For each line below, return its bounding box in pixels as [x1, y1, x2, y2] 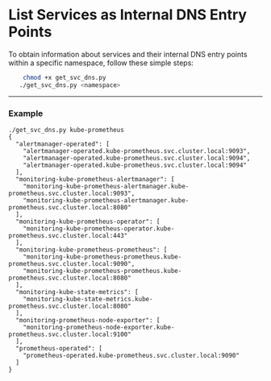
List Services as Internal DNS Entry [8, 6, 248, 24]
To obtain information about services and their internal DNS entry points [8, 49, 248, 59]
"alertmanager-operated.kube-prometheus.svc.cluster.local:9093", [23, 147, 251, 155]
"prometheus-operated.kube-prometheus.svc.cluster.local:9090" [23, 351, 240, 359]
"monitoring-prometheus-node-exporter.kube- [23, 323, 175, 331]
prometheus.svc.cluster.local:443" [8, 231, 128, 239]
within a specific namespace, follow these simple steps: [8, 58, 194, 68]
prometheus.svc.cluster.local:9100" [8, 330, 131, 338]
